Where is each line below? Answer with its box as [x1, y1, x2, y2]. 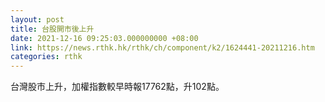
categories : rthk [10, 52, 83, 62]
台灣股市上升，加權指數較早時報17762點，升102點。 [10, 81, 225, 93]
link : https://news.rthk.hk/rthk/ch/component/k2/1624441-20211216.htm [10, 42, 315, 53]
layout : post [10, 14, 65, 25]
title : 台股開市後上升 [10, 24, 95, 34]
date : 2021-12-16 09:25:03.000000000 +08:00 [10, 33, 199, 43]
